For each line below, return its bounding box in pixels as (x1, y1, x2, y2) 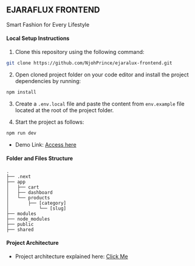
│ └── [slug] (6, 205, 67, 211)
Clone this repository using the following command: (15, 48, 145, 56)
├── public (6, 221, 34, 227)
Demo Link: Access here (15, 141, 77, 148)
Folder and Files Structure (6, 155, 74, 162)
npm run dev (6, 130, 36, 136)
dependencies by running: (15, 77, 81, 84)
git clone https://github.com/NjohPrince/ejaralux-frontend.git (6, 60, 173, 66)
